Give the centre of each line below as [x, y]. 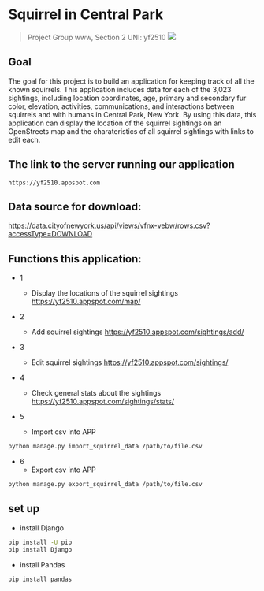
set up [24, 509]
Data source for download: [75, 206]
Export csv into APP [63, 470]
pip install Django [40, 549]
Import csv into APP [63, 432]
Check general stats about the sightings [96, 393]
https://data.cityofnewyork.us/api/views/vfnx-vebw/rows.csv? [109, 225]
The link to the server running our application [121, 164]
